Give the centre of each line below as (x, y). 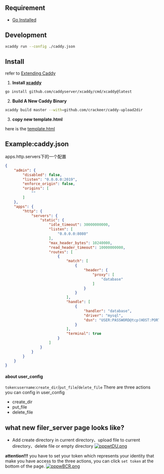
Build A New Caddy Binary (39, 101)
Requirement (25, 8)
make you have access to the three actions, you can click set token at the (79, 461)
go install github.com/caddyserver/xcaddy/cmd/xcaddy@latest (69, 92)
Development (26, 35)
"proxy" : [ (103, 275)
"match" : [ (77, 261)
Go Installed (24, 20)
